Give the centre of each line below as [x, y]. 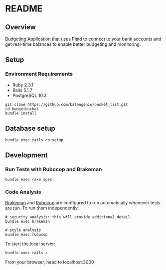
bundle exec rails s [27, 253]
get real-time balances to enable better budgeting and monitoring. [73, 44]
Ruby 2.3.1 [23, 85]
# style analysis [23, 230]
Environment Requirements [39, 74]
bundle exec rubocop [27, 235]
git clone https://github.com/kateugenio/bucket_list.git [67, 104]
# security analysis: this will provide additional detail [68, 217]
